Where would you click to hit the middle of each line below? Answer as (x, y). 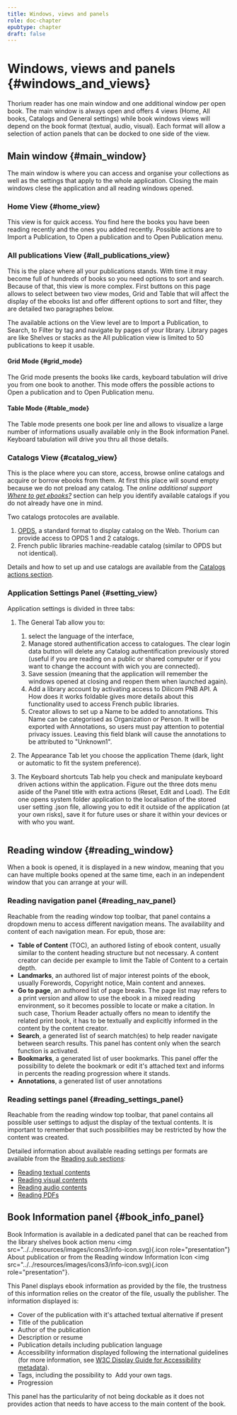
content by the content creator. (63, 1028)
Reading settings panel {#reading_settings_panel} (96, 1099)
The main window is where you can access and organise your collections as (118, 173)
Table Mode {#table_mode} (48, 408)
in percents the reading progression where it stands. (94, 1073)
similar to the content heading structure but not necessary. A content (118, 952)
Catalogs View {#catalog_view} (63, 457)
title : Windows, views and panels (58, 14)
